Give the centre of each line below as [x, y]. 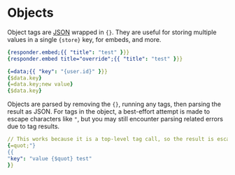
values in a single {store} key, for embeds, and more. [84, 39]
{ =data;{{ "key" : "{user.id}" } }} [58, 71]
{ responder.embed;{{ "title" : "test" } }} [69, 52]
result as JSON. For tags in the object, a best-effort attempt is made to [109, 112]
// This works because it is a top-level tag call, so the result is [111, 139]
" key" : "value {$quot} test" [50, 158]
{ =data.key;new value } [40, 84]
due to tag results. [34, 126]
